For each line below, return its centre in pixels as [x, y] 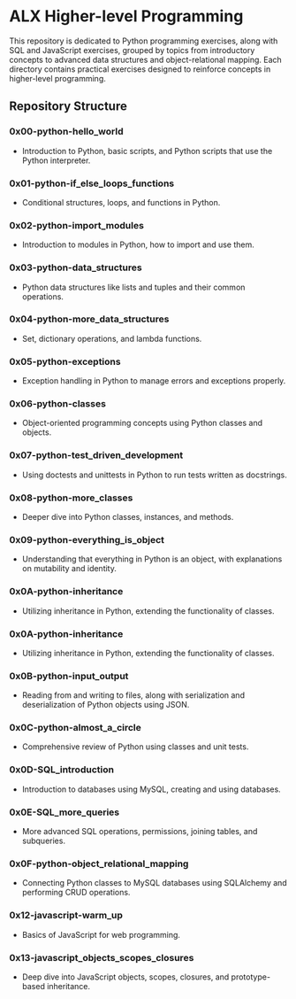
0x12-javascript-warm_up [66, 916]
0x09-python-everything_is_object [87, 539]
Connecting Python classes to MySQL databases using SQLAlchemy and [154, 883]
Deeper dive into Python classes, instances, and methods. [128, 517]
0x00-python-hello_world [66, 132]
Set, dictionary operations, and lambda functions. [112, 338]
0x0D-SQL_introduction [62, 770]
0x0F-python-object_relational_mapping [99, 863]
